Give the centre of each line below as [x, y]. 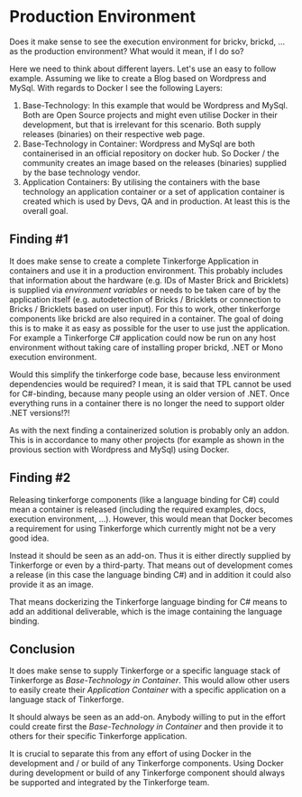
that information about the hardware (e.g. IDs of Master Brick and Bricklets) [149, 280]
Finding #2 [40, 478]
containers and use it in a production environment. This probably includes [146, 270]
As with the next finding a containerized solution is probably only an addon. [150, 430]
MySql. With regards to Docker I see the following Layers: [116, 88]
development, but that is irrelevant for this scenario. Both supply [142, 125]
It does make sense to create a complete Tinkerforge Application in [134, 261]
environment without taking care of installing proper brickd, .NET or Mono [146, 347]
